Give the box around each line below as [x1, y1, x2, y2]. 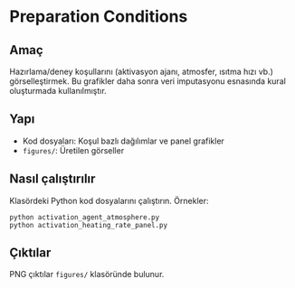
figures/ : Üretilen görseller [22, 144, 125, 155]
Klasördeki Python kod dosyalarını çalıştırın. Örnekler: [9, 195, 209, 206]
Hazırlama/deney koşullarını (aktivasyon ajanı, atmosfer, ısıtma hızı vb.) [9, 66, 274, 77]
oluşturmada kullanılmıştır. [9, 86, 107, 96]
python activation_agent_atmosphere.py [9, 212, 160, 222]
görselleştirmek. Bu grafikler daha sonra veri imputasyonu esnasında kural [9, 76, 287, 87]
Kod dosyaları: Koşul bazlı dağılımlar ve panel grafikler [22, 135, 224, 146]
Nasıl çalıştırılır [9, 172, 96, 187]
